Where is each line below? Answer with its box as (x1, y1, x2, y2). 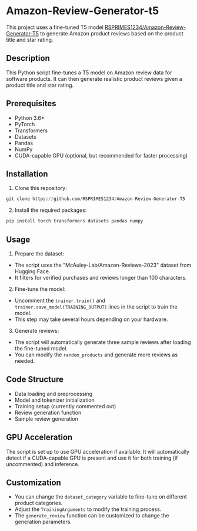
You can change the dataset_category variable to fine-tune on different (14, 493, 187, 500)
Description (6, 53, 50, 63)
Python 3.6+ (14, 114, 45, 122)
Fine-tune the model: (14, 285, 66, 293)
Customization (6, 477, 62, 487)
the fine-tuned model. (14, 345, 68, 352)
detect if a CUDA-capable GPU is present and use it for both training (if (6, 454, 178, 461)
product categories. (14, 500, 63, 507)
